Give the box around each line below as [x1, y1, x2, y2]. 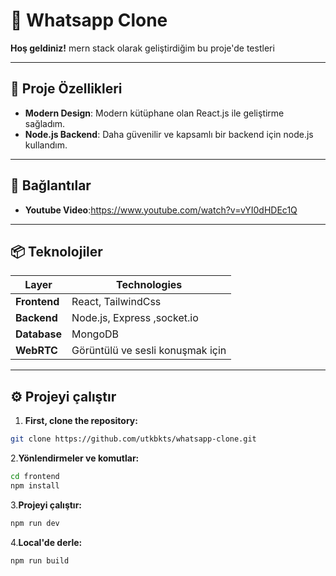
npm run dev [10, 518, 60, 528]
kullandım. [24, 139, 68, 151]
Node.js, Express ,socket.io [71, 311, 199, 325]
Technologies [116, 278, 183, 292]
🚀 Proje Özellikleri [10, 80, 123, 98]
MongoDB [71, 327, 120, 341]
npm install [10, 480, 60, 491]
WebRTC [15, 344, 58, 358]
